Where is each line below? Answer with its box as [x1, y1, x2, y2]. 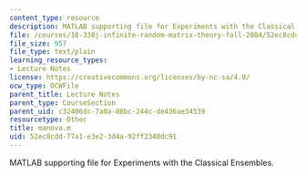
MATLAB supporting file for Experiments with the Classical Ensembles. [9, 157, 275, 168]
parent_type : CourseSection [9, 98, 117, 108]
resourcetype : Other [9, 115, 88, 124]
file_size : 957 [9, 38, 67, 48]
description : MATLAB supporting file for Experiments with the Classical [9, 22, 296, 31]
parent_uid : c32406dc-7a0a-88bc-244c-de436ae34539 [9, 107, 206, 116]
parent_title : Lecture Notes [9, 89, 120, 99]
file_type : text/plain [9, 47, 96, 57]
